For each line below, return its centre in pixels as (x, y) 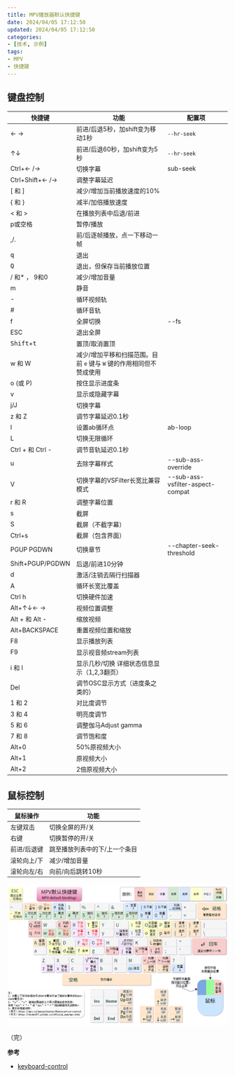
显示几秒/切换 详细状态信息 (115, 663)
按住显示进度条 (98, 383)
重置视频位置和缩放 (104, 630)
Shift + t (23, 343)
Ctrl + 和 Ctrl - (31, 449)
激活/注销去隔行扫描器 (108, 575)
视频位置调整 (94, 608)
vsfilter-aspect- (191, 484)
